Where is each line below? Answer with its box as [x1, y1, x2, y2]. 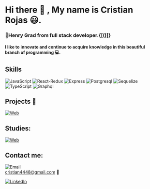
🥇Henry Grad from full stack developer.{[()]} [5, 32, 111, 39]
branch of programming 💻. [5, 49, 61, 55]
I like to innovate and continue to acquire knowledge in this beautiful [5, 44, 145, 50]
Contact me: [5, 151, 44, 159]
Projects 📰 [5, 97, 37, 106]
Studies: [5, 124, 31, 132]
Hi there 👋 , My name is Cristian [5, 4, 134, 16]
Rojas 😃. [5, 15, 42, 26]
